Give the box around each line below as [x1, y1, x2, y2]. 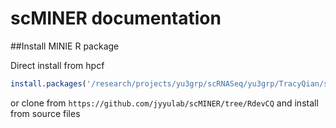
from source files [10, 107, 81, 119]
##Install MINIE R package [10, 40, 120, 52]
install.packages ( [10, 78, 87, 89]
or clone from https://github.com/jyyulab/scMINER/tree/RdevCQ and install [10, 97, 319, 109]
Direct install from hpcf [10, 59, 105, 71]
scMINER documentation [10, 7, 222, 30]
